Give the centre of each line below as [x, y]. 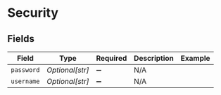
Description [154, 58]
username [25, 81]
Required [112, 58]
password [25, 70]
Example [195, 58]
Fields [21, 39]
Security [33, 13]
